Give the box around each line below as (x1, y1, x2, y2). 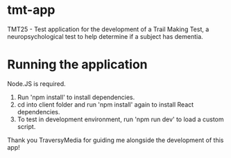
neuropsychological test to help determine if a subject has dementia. (7, 32, 203, 40)
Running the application (7, 57, 148, 73)
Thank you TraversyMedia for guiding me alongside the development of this (7, 136, 224, 144)
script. (17, 122, 36, 130)
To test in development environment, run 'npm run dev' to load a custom (17, 115, 224, 123)
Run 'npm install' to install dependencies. (17, 93, 135, 101)
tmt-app (7, 2, 55, 18)
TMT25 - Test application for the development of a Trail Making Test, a (7, 25, 209, 33)
